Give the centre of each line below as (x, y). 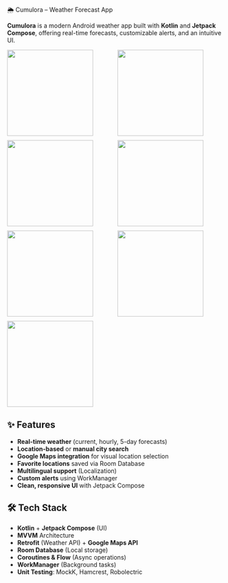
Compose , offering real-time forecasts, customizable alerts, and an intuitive (114, 33)
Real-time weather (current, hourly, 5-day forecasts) (92, 441)
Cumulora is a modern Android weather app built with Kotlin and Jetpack (112, 25)
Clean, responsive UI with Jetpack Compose (81, 485)
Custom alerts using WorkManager (67, 478)
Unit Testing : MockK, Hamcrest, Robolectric (80, 572)
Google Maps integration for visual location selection (93, 456)
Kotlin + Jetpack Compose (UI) (62, 528)
